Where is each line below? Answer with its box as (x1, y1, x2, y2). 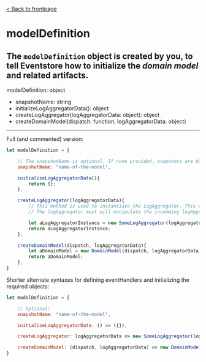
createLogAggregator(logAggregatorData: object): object (15, 111, 160, 118)
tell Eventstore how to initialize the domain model (6, 61, 199, 71)
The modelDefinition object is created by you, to (6, 51, 193, 61)
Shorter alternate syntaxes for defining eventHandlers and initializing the (6, 276, 190, 284)
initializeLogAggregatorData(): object (15, 105, 109, 112)
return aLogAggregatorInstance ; (28, 225, 112, 232)
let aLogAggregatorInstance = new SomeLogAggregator (28, 220, 166, 226)
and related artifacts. (6, 70, 89, 80)
